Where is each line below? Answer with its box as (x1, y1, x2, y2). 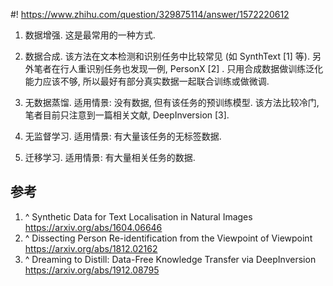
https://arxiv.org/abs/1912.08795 (24, 264, 160, 276)
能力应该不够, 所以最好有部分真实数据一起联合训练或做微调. (24, 75, 270, 87)
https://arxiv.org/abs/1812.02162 (24, 242, 158, 254)
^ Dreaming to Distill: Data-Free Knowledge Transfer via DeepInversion (24, 253, 317, 265)
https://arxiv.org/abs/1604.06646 (24, 221, 163, 233)
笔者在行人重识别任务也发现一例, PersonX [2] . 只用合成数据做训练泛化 (33, 63, 324, 74)
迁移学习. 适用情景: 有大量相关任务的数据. (24, 152, 196, 163)
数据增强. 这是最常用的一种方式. (24, 29, 156, 41)
